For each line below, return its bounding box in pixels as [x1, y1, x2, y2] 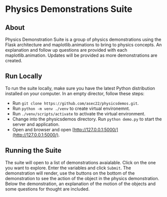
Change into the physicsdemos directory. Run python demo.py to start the [12, 116, 163, 122]
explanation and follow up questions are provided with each [5, 47, 128, 53]
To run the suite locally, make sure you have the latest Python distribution [5, 85, 156, 91]
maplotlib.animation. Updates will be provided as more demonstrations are [5, 52, 158, 58]
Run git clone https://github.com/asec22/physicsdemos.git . [12, 100, 139, 106]
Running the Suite [5, 146, 62, 155]
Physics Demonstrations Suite [5, 3, 133, 15]
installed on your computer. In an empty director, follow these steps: [5, 91, 145, 97]
